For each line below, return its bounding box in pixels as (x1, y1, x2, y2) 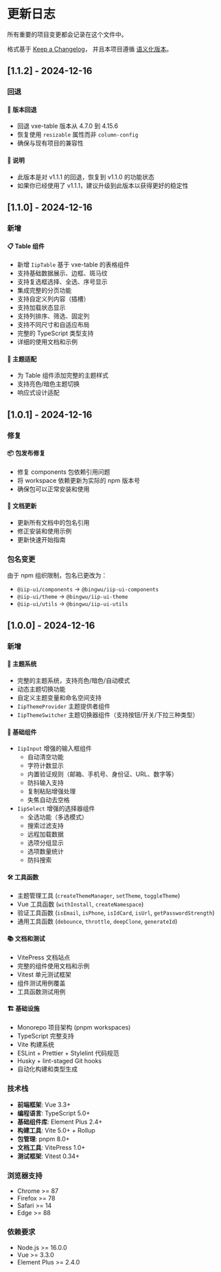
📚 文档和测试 (7, 934, 46, 942)
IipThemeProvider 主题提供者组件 (16, 702, 111, 710)
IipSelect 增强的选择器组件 (16, 804, 95, 813)
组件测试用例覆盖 (16, 979, 66, 987)
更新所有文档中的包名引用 (16, 519, 90, 527)
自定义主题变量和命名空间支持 (16, 693, 102, 701)
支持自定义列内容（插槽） (16, 295, 90, 303)
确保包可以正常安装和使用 (16, 485, 90, 493)
